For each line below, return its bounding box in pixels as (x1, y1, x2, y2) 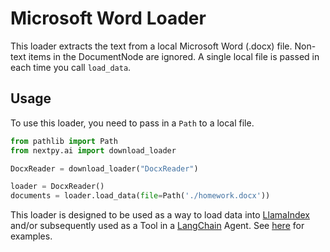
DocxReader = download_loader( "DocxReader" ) (10, 163, 199, 174)
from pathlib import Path (10, 136, 118, 146)
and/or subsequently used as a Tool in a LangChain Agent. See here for (10, 220, 305, 232)
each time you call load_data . (10, 61, 132, 73)
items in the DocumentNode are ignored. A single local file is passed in (28, 50, 320, 62)
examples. (10, 230, 53, 242)
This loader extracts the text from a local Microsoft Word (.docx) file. (10, 40, 293, 52)
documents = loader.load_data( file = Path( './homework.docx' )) (10, 191, 271, 201)
